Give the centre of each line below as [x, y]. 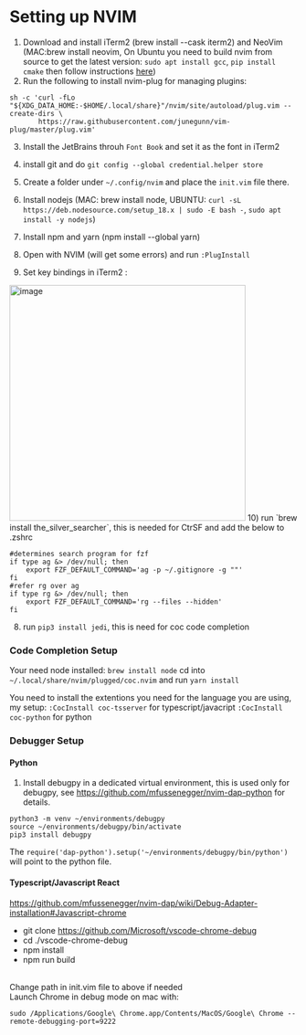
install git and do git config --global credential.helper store [142, 164]
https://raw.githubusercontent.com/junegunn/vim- [134, 121]
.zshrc [21, 537]
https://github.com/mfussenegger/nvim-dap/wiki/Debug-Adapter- [134, 903]
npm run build [49, 959]
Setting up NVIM [73, 17]
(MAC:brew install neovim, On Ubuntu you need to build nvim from [148, 51]
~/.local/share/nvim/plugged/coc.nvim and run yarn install [124, 680]
